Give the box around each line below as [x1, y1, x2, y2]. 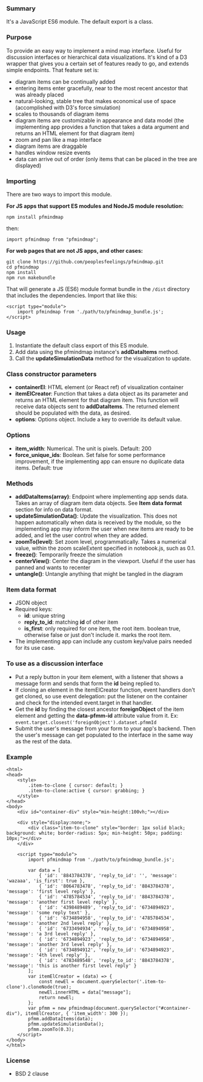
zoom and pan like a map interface [15, 136, 102, 143]
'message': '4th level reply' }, [6, 952, 91, 958]
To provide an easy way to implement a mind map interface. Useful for [6, 47, 182, 54]
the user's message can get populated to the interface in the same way [15, 731, 193, 738]
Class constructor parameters [6, 370, 97, 378]
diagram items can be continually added [15, 78, 116, 85]
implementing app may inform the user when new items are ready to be [15, 526, 194, 533]
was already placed [15, 91, 64, 98]
